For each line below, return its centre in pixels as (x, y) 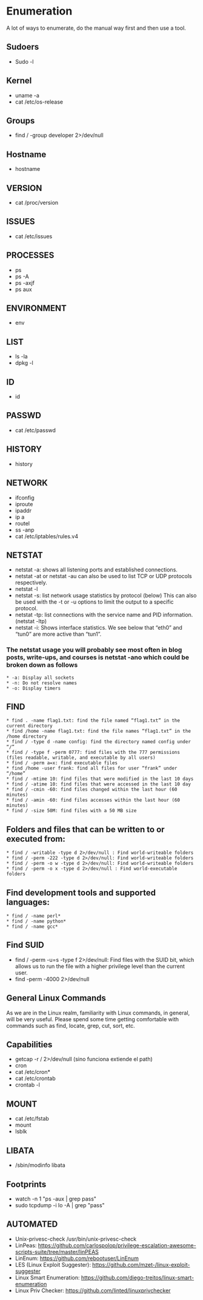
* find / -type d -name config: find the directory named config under (98, 742)
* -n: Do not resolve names (42, 683)
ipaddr (23, 510)
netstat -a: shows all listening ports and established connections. (96, 570)
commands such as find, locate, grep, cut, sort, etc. (71, 1025)
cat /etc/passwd (35, 430)
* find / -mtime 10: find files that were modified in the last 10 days (100, 779)
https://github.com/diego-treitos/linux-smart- (138, 1278)
